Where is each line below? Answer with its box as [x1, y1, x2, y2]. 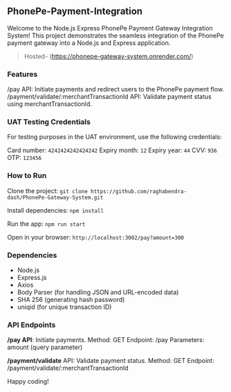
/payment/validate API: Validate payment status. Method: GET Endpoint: [7, 357, 214, 365]
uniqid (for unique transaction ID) [17, 303, 112, 311]
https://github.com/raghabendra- [91, 188, 187, 195]
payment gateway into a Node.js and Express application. [7, 38, 171, 47]
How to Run [7, 171, 47, 181]
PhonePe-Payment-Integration [7, 6, 143, 17]
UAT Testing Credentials [7, 117, 91, 127]
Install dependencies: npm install [7, 206, 104, 214]
